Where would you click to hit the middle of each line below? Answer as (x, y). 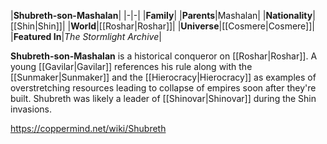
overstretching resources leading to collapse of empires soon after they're (163, 88)
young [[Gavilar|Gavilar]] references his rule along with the (131, 66)
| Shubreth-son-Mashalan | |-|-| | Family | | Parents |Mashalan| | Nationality (161, 15)
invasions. (31, 109)
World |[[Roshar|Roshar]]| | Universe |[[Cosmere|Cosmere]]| (192, 26)
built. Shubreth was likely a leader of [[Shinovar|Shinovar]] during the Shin (163, 98)
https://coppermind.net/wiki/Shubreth (88, 128)
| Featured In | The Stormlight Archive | (86, 36)
